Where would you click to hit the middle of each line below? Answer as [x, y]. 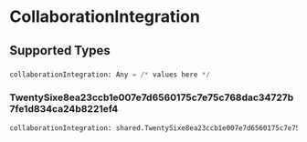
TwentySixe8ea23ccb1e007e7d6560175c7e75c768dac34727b [152, 97]
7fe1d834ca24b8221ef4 [64, 109]
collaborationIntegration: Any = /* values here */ [110, 75]
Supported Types [60, 51]
